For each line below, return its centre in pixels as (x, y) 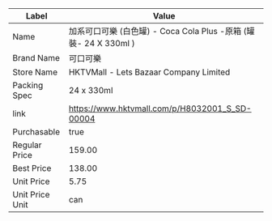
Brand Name (36, 58)
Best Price (32, 168)
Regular (27, 145)
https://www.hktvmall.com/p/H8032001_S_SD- (160, 108)
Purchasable (36, 132)
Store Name (35, 72)
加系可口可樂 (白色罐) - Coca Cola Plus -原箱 (155, 31)
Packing (28, 85)
